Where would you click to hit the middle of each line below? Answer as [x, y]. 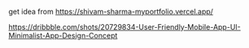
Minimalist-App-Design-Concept [63, 36]
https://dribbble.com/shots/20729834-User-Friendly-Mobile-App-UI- [125, 27]
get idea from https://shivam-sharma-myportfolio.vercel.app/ [111, 12]
